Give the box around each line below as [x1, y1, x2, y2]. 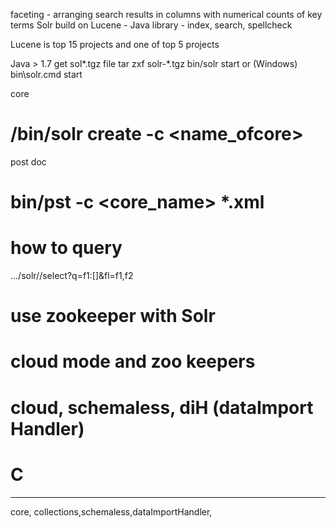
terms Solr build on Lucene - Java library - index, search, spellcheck [10, 19, 293, 31]
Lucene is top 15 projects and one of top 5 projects [10, 39, 220, 50]
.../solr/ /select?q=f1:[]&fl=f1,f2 [10, 270, 134, 282]
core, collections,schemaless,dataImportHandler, [10, 505, 213, 518]
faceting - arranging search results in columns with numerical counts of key [10, 9, 323, 20]
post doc [10, 155, 47, 168]
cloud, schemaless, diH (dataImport [10, 396, 314, 419]
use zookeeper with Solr [10, 305, 216, 328]
